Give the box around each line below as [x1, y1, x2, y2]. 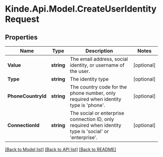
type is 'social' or [69, 128, 109, 135]
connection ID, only [69, 116, 114, 122]
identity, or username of [69, 62, 125, 69]
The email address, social [69, 56, 128, 62]
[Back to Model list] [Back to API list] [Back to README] [5, 147, 116, 152]
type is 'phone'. [69, 102, 105, 108]
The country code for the [69, 84, 127, 90]
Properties [5, 33, 38, 41]
